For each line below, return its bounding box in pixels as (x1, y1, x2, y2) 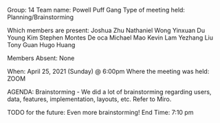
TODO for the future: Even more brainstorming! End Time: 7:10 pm (7, 109, 194, 116)
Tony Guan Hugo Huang (7, 41, 76, 49)
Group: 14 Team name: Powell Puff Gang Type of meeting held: (7, 6, 186, 14)
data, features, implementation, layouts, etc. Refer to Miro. (7, 95, 172, 103)
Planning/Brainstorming (7, 13, 74, 21)
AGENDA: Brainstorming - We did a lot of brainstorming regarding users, (7, 88, 212, 96)
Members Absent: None (7, 54, 75, 62)
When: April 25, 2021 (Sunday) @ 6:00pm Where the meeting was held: (7, 68, 210, 75)
